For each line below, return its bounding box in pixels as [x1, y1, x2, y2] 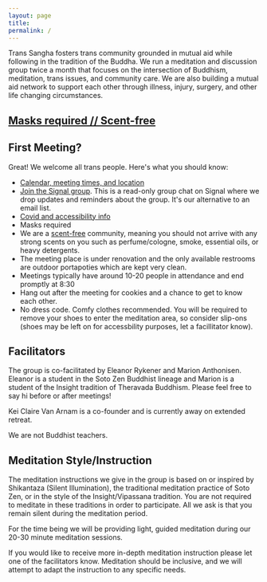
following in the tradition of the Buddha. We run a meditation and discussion [8, 57, 257, 66]
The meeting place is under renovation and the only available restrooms [19, 254, 256, 263]
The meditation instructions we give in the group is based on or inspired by [8, 475, 254, 485]
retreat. [8, 415, 33, 425]
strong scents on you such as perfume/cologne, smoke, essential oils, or [19, 237, 259, 246]
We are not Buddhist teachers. [8, 431, 108, 440]
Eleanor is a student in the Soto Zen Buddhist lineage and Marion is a [8, 374, 235, 383]
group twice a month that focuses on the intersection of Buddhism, [8, 65, 229, 75]
